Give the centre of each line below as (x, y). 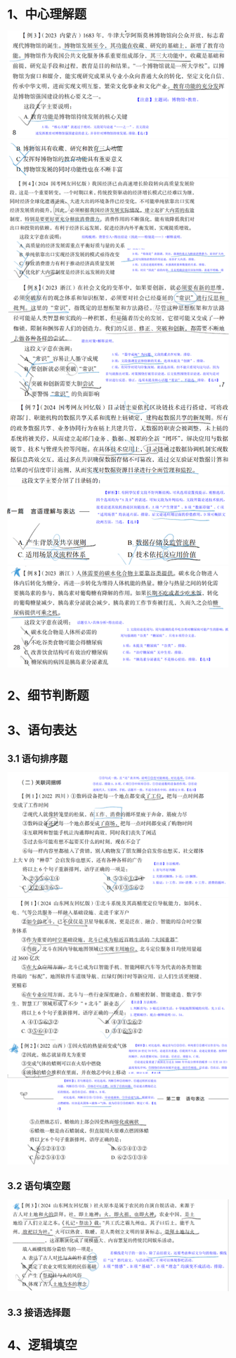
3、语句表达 (42, 730)
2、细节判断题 (48, 696)
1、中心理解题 (47, 14)
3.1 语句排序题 (38, 758)
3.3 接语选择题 (39, 1312)
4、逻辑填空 (42, 1346)
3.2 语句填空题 (39, 1186)
